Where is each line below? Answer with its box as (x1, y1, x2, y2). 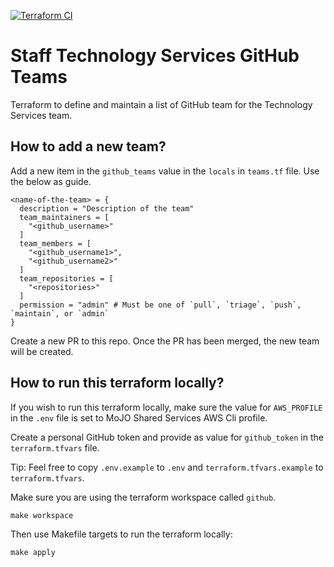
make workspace (10, 510, 74, 520)
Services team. (10, 109, 73, 121)
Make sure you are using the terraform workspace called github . (10, 491, 277, 503)
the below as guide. (10, 175, 92, 187)
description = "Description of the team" (19, 203, 195, 214)
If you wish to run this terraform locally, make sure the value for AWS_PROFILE (10, 401, 323, 413)
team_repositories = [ (19, 273, 114, 284)
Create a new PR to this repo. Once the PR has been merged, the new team (10, 335, 320, 347)
